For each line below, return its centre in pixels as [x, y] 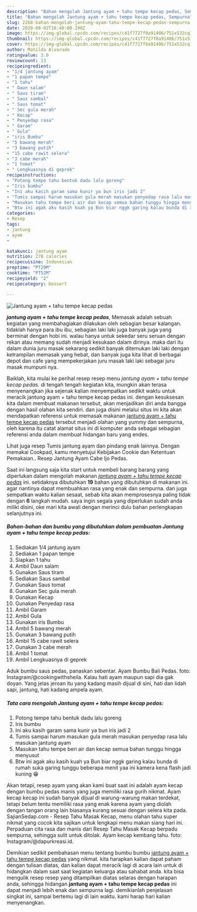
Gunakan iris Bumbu [39, 622]
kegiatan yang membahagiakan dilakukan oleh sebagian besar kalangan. [94, 323]
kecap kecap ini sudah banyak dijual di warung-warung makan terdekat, [94, 798]
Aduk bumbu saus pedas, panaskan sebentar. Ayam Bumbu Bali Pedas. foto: [98, 671]
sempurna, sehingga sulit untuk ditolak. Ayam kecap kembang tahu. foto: [94, 835]
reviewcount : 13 [26, 60]
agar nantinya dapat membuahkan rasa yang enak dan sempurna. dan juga [97, 488]
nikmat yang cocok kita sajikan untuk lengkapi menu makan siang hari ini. [95, 823]
